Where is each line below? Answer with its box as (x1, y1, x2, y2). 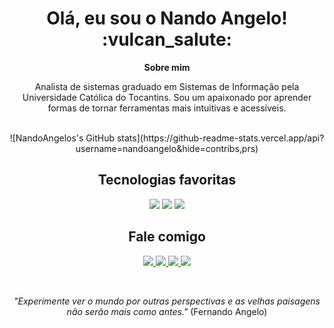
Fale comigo (128, 228, 206, 246)
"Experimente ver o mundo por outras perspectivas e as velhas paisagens (13, 295, 321, 307)
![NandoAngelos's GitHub (9, 132, 115, 144)
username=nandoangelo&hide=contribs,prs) (75, 142, 259, 154)
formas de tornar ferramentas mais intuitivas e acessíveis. (47, 102, 287, 114)
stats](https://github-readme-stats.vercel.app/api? (116, 132, 325, 144)
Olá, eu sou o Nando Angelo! (46, 7, 288, 30)
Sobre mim (143, 61, 191, 73)
